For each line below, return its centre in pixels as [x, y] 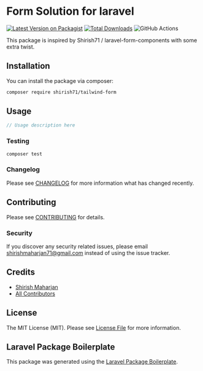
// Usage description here [41, 125]
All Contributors [35, 294]
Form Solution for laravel [71, 11]
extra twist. [21, 47]
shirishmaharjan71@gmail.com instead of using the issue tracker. [88, 252]
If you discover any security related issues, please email [77, 246]
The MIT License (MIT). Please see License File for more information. [94, 327]
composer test [25, 154]
